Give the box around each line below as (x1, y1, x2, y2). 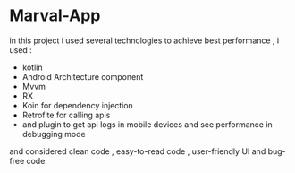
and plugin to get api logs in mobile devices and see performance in (21, 118, 273, 130)
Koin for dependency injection (21, 99, 134, 110)
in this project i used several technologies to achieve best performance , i (9, 35, 280, 46)
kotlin (21, 62, 43, 73)
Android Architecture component (21, 71, 144, 82)
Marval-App (9, 5, 101, 26)
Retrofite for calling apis (21, 109, 111, 120)
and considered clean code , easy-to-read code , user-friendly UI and (9, 145, 266, 157)
